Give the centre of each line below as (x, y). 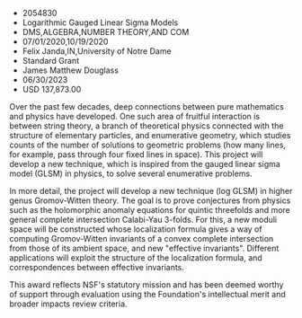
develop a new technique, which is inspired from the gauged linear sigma (145, 164)
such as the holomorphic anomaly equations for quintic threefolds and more (150, 210)
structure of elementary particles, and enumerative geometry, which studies (150, 135)
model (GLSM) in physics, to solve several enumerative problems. (131, 173)
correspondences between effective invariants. (97, 267)
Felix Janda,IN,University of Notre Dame (97, 51)
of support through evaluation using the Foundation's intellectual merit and (147, 294)
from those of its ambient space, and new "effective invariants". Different (144, 248)
